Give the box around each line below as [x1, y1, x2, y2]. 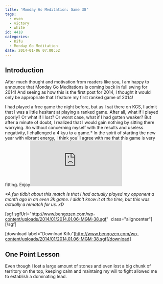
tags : [5, 12, 16, 17]
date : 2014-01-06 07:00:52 [5, 48, 60, 53]
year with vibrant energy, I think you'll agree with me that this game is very [5, 135, 156, 141]
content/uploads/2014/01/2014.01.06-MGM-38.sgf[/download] [5, 236, 131, 242]
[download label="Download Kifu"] [5, 231, 76, 237]
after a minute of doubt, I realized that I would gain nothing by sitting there [5, 120, 155, 125]
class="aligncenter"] [111, 216, 153, 222]
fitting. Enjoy [5, 182, 31, 188]
